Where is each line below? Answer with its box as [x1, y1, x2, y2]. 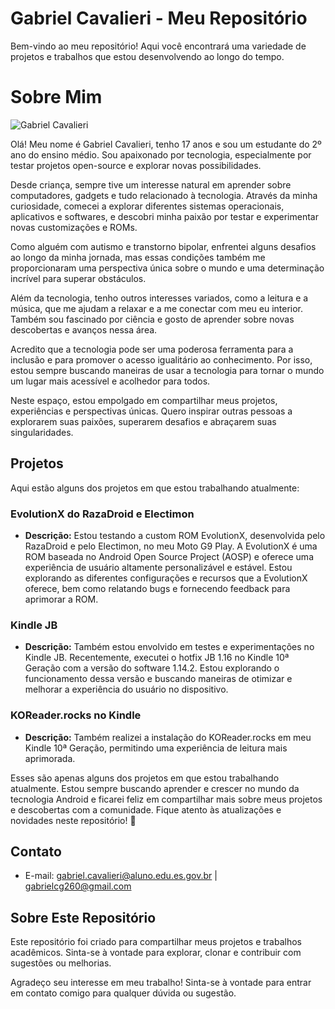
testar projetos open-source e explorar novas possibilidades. [10, 159, 262, 171]
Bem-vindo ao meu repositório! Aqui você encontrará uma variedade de [10, 40, 307, 52]
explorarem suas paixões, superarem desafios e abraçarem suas [10, 415, 277, 427]
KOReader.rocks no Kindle [10, 708, 142, 722]
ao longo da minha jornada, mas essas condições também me [10, 251, 266, 263]
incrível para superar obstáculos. [10, 272, 147, 284]
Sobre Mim [10, 86, 103, 109]
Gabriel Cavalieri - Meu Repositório [10, 7, 308, 30]
